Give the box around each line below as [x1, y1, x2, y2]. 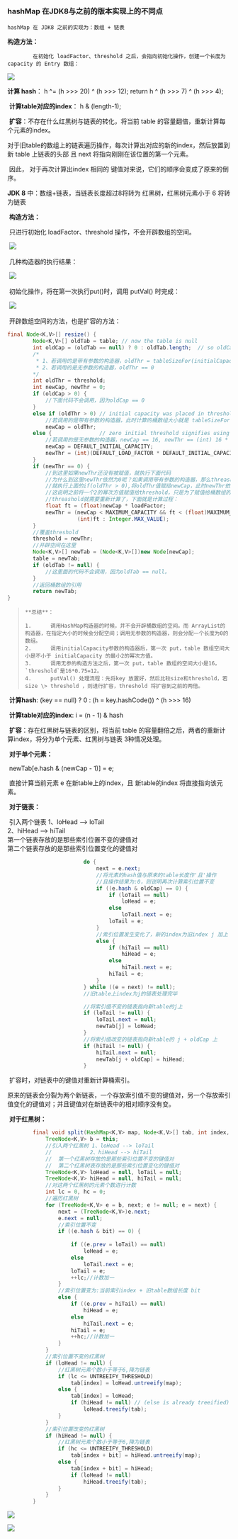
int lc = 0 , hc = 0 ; [45, 1188, 106, 1195]
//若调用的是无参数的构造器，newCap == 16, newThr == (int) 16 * [45, 436, 229, 444]
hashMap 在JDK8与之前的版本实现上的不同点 [7, 6, 163, 16]
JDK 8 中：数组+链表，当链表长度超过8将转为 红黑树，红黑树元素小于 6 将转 [7, 189, 231, 198]
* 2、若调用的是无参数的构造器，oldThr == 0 [35, 363, 154, 371]
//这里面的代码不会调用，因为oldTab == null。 [45, 568, 170, 575]
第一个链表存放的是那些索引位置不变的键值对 [7, 835, 138, 844]
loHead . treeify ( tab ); [83, 1406, 147, 1413]
